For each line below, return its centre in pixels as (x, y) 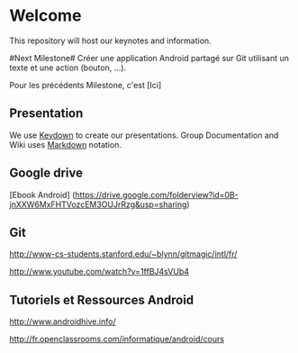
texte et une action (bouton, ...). (68, 68)
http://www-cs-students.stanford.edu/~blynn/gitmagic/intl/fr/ (123, 254)
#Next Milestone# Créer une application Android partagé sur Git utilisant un (149, 58)
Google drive (46, 173)
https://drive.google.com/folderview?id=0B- (157, 195)
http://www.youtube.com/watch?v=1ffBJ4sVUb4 (99, 272)
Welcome (45, 16)
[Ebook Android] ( (42, 195)
